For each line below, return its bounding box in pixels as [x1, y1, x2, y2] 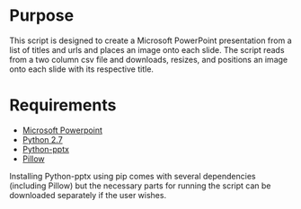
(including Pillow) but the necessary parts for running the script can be [9, 180, 271, 191]
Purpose [9, 5, 75, 26]
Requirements [9, 95, 117, 116]
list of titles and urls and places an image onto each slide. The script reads [9, 44, 285, 55]
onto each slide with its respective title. [9, 64, 155, 74]
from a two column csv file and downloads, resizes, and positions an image [9, 54, 288, 65]
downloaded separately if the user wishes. [9, 189, 167, 200]
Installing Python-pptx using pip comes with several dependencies [9, 170, 256, 181]
